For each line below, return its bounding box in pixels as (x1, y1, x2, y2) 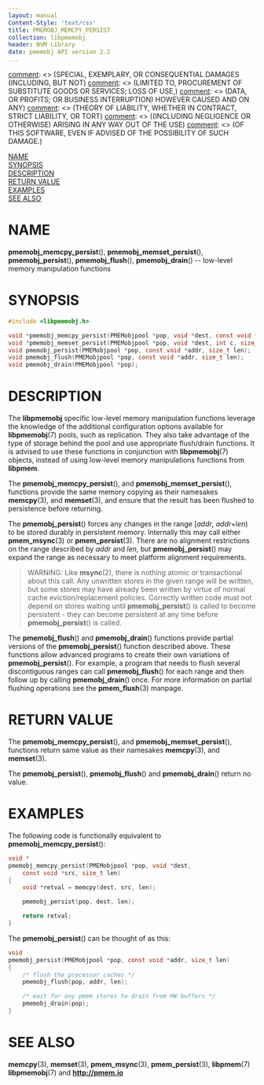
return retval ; (22, 912, 72, 921)
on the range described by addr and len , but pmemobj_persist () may (8, 544, 233, 554)
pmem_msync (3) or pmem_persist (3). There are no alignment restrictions (8, 536, 250, 545)
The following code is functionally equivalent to (8, 831, 162, 840)
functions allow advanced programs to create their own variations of (8, 650, 230, 659)
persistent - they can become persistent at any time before (27, 610, 218, 619)
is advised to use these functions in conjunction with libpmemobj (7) (8, 447, 229, 456)
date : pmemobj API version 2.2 (8, 48, 111, 56)
